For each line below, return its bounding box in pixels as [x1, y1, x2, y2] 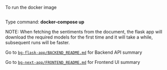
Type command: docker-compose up [5, 19, 85, 25]
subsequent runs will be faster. [5, 40, 70, 46]
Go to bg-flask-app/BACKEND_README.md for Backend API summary [5, 49, 143, 55]
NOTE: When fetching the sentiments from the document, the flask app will [5, 29, 163, 35]
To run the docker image [5, 5, 57, 10]
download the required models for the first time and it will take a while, [5, 34, 153, 40]
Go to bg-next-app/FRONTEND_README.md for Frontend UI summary [5, 59, 141, 65]
